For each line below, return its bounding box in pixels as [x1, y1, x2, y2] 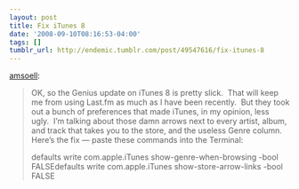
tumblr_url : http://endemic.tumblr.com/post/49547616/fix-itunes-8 [9, 46, 265, 55]
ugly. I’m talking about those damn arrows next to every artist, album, [30, 116, 287, 127]
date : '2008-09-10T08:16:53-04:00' [9, 29, 141, 38]
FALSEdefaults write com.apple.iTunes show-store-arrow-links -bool [30, 161, 283, 172]
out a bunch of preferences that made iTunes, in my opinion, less [30, 106, 270, 117]
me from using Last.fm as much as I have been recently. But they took [30, 97, 290, 107]
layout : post [9, 12, 58, 22]
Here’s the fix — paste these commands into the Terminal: [30, 135, 244, 146]
